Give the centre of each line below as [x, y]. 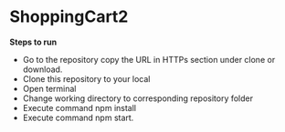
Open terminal [49, 88]
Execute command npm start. [78, 117]
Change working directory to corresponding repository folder [138, 98]
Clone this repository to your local [86, 78]
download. [42, 69]
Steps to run [33, 42]
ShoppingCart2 [69, 17]
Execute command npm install [79, 107]
